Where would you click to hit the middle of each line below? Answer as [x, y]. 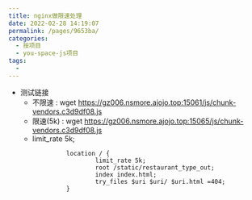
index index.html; [126, 174]
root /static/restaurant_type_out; [155, 167]
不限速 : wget [54, 102]
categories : [28, 38]
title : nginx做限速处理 [45, 16]
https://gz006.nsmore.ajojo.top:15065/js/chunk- [164, 121]
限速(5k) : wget [57, 121]
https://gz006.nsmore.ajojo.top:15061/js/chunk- [157, 102]
